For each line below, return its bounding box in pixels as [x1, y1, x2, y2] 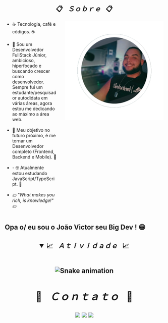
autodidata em [18, 95, 48, 101]
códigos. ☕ [12, 28, 36, 34]
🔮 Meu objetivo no [12, 127, 50, 133]
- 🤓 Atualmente [12, 165, 44, 171]
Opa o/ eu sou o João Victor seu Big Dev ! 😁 [5, 223, 146, 232]
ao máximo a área [12, 111, 49, 117]
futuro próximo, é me [12, 132, 56, 138]
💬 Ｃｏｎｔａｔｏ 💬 [35, 290, 133, 303]
